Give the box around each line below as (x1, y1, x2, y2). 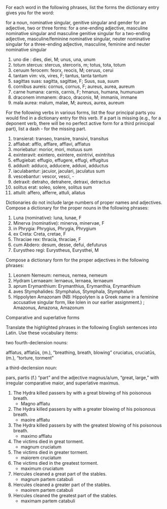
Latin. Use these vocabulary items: (6, 330, 78, 336)
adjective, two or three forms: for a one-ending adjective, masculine (6, 25, 148, 31)
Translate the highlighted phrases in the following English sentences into (6, 324, 157, 330)
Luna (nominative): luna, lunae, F (13, 215, 82, 221)
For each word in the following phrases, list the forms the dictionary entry (6, 5, 159, 10)
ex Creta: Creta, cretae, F (13, 231, 66, 237)
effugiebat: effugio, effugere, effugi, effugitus (13, 157, 109, 163)
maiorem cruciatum (20, 455, 61, 461)
